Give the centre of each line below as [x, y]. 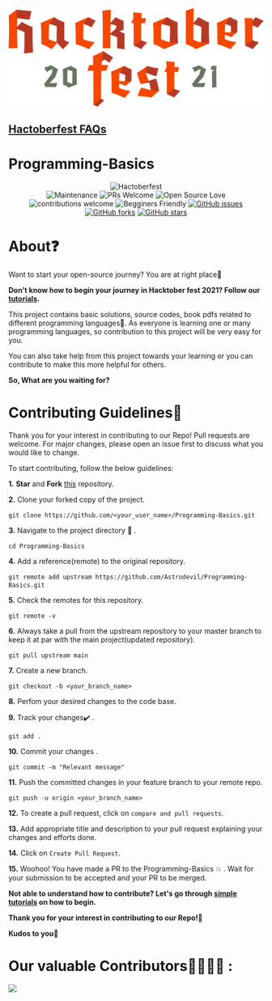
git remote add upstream [50, 577]
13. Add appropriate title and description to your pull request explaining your [136, 829]
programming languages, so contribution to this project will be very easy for [135, 332]
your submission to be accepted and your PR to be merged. [108, 878]
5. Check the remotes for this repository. [76, 600]
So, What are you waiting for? [59, 380]
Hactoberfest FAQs [57, 129]
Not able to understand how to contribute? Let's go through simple [123, 893]
